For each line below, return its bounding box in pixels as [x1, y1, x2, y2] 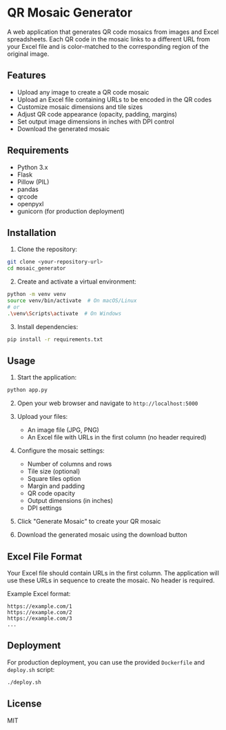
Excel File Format [7, 551, 83, 562]
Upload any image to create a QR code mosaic [17, 88, 150, 96]
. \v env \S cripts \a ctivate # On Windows [7, 310, 122, 317]
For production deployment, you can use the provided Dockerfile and [7, 658, 205, 667]
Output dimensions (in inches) [27, 497, 114, 505]
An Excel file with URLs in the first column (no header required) [27, 433, 207, 442]
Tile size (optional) [27, 467, 81, 475]
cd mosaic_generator [7, 265, 67, 272]
